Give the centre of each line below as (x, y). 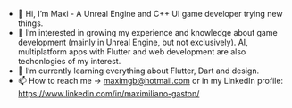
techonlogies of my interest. (69, 61)
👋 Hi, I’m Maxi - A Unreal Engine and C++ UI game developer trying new (150, 14)
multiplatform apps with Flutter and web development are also (132, 52)
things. (30, 23)
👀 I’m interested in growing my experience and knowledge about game (148, 33)
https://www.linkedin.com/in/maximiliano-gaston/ (108, 93)
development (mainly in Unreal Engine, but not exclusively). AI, (133, 42)
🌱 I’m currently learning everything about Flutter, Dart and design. (138, 71)
